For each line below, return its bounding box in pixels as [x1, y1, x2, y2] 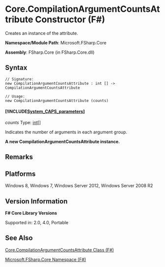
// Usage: [5, 94, 26, 99]
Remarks [5, 153, 33, 161]
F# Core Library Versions [5, 210, 57, 216]
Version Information [5, 197, 68, 205]
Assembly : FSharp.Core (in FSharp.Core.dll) [5, 49, 95, 55]
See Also [5, 234, 33, 242]
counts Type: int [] [5, 119, 41, 125]
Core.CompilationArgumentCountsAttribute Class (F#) [5, 247, 114, 253]
